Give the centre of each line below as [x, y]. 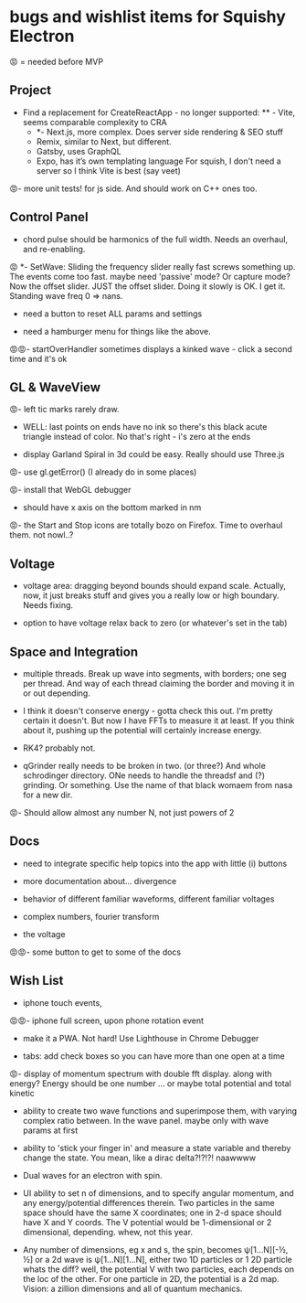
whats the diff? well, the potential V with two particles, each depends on [158, 1269]
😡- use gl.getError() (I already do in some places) [103, 472]
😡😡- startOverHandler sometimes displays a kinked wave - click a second [151, 348]
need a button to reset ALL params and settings [112, 314]
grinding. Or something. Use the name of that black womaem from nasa [158, 785]
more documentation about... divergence [100, 881]
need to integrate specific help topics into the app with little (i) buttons [155, 863]
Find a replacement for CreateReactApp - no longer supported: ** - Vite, [158, 112]
